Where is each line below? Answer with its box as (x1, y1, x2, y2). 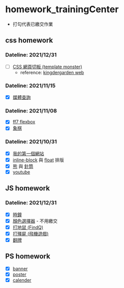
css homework (5, 36, 53, 45)
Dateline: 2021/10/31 (5, 138, 57, 146)
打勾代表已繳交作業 (12, 21, 53, 27)
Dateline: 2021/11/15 (5, 82, 56, 89)
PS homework (5, 252, 51, 261)
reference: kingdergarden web (20, 69, 84, 75)
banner (12, 266, 28, 272)
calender (12, 277, 32, 283)
